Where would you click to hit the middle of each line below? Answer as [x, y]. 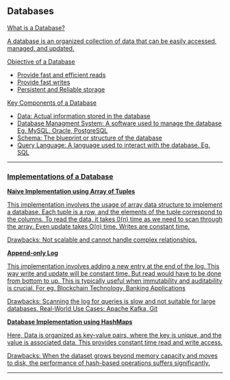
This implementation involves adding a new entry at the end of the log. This [113, 266]
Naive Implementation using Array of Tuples [71, 192]
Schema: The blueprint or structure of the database [89, 138]
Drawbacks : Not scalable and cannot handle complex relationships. [102, 240]
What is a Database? [36, 27]
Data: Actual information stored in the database [84, 116]
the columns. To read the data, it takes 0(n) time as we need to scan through [115, 219]
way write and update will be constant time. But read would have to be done [114, 274]
